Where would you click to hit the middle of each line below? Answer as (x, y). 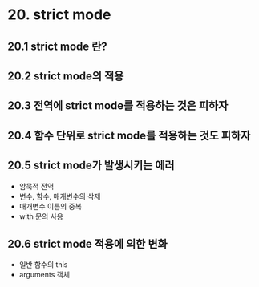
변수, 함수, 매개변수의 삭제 (60, 196)
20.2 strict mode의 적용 (66, 76)
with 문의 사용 (41, 216)
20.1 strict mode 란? (57, 46)
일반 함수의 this (43, 265)
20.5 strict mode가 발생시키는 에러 (91, 166)
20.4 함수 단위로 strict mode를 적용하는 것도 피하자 (129, 135)
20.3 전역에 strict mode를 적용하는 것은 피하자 (118, 106)
